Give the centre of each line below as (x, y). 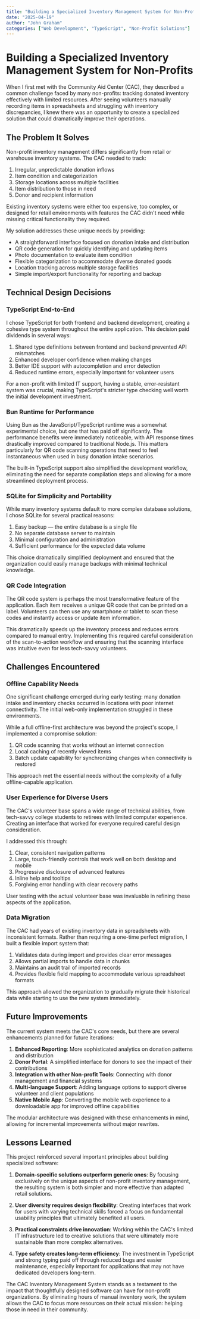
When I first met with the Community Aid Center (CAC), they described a (95, 87)
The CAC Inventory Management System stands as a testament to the (92, 1284)
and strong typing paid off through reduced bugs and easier (88, 1260)
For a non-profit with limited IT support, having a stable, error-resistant (93, 384)
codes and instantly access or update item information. (74, 617)
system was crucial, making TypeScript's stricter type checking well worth (97, 390)
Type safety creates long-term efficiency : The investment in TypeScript (104, 1254)
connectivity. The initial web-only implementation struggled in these (89, 709)
